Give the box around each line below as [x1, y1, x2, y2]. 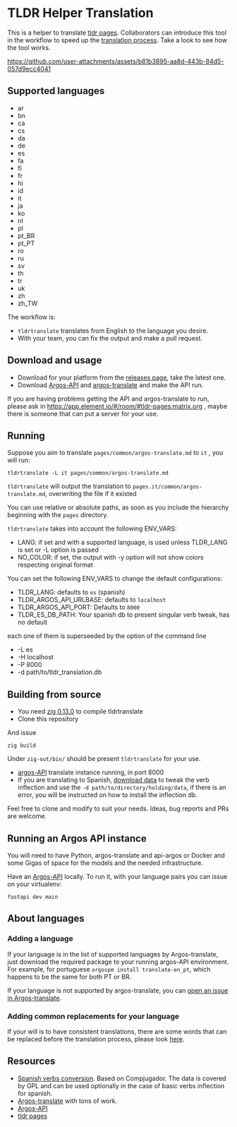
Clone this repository [17, 715, 79, 724]
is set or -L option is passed [17, 545, 99, 554]
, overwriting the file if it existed [44, 490, 138, 498]
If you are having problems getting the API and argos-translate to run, [7, 394, 209, 403]
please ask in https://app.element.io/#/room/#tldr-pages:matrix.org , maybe [7, 401, 228, 411]
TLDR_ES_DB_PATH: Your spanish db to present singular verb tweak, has [17, 610, 230, 619]
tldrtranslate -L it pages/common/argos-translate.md [7, 470, 169, 477]
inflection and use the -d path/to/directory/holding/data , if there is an [17, 783, 226, 792]
